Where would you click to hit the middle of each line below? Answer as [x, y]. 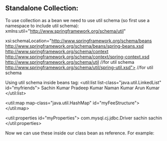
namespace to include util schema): [42, 26]
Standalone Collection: [42, 8]
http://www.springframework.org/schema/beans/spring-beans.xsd [75, 46]
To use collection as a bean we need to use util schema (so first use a [77, 20]
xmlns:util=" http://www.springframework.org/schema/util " [66, 31]
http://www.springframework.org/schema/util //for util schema [70, 62]
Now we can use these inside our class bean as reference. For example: [80, 133]
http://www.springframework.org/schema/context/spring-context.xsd [77, 57]
